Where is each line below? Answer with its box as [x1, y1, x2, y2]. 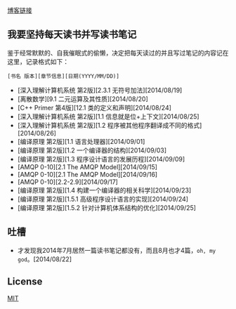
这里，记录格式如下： [7, 57, 69, 65]
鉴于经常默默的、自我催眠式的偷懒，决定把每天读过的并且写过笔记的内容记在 [7, 48, 229, 57]
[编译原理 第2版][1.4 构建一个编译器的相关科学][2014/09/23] [17, 185, 192, 195]
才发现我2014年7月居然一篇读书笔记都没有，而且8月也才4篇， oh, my [17, 246, 216, 254]
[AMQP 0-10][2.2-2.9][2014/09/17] [17, 178, 118, 186]
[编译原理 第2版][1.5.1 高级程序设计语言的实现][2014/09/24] [17, 195, 188, 203]
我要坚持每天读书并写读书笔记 [7, 29, 137, 41]
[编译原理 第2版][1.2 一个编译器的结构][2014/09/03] [17, 146, 167, 154]
